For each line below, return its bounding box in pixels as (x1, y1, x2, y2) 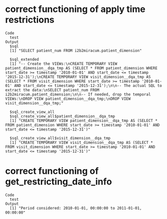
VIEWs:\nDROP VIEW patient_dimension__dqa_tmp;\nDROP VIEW (5, 96, 131, 101)
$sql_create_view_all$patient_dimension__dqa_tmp (9, 113, 115, 118)
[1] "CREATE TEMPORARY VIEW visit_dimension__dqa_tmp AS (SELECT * (9, 140, 153, 145)
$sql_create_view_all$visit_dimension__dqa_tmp (9, 135, 111, 140)
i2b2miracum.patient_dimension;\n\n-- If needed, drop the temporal (5, 91, 151, 97)
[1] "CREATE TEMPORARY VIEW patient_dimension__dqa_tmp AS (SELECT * (9, 118, 157, 123)
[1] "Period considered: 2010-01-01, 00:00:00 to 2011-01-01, (9, 205, 142, 210)
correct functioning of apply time (5, 3, 146, 15)
